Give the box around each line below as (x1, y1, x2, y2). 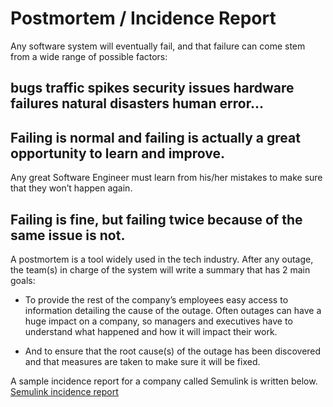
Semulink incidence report (10, 385, 119, 397)
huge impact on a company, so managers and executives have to (24, 315, 293, 327)
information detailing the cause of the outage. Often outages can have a (24, 304, 322, 316)
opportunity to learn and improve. (10, 145, 226, 162)
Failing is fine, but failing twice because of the (10, 211, 303, 228)
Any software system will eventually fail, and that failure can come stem (10, 40, 306, 52)
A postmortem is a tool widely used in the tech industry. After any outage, (10, 253, 314, 265)
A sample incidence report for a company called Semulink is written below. (10, 375, 318, 387)
